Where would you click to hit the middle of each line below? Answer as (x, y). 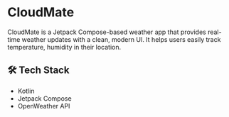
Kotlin (26, 91)
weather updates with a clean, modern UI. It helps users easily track (121, 39)
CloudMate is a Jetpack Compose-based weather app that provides (107, 32)
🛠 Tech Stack (38, 71)
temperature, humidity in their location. (64, 47)
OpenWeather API (44, 106)
